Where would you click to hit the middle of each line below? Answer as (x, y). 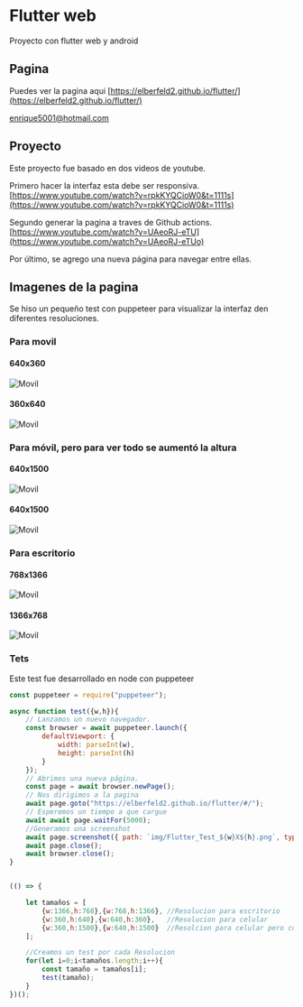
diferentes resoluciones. (54, 319)
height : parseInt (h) (96, 753)
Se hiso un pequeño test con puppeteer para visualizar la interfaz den (139, 309)
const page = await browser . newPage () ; (101, 787)
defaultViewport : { (78, 736)
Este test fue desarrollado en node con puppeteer (102, 679)
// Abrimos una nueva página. (83, 778)
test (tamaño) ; (68, 978)
